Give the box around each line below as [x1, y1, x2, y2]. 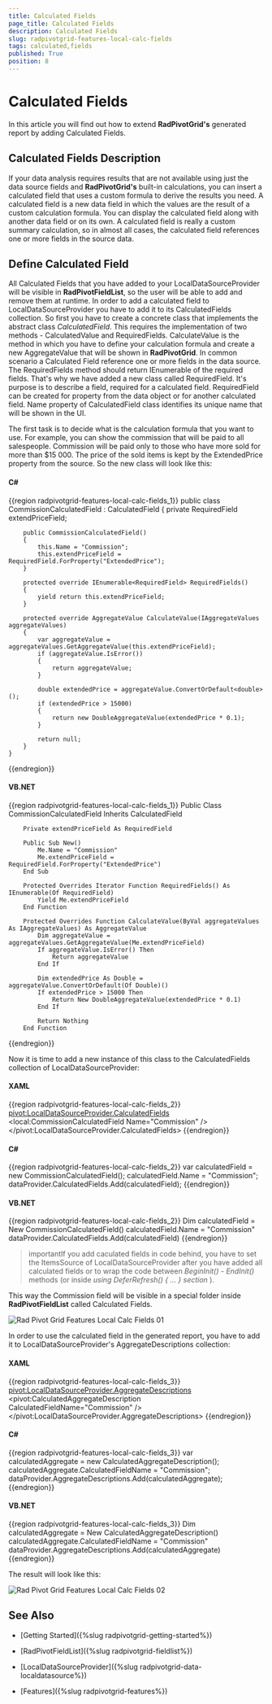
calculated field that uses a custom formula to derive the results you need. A [8, 190, 264, 200]
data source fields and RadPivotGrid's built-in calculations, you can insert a [8, 181, 262, 191]
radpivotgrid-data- [139, 1662, 202, 1671]
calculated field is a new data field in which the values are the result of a [8, 199, 250, 208]
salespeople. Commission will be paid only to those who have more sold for [8, 441, 261, 452]
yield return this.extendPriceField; [37, 592, 165, 601]
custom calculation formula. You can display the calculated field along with [8, 208, 259, 217]
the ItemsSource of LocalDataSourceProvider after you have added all [28, 1258, 263, 1268]
